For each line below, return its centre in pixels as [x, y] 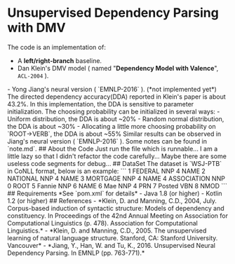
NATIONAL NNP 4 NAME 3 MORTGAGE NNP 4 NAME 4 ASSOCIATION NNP [116, 178]
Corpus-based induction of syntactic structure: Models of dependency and [116, 208]
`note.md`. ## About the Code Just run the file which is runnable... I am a [113, 148]
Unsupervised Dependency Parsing [113, 13]
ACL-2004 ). [33, 76]
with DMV [36, 28]
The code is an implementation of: [57, 47]
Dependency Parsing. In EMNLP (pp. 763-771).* [76, 253]
